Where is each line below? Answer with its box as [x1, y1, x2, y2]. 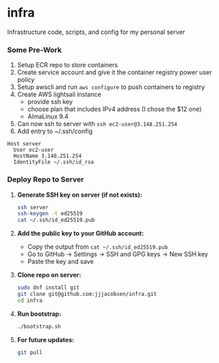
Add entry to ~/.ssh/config [17, 127, 93, 136]
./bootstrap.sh [17, 323, 61, 330]
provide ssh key [27, 98, 73, 106]
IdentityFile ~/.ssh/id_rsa [13, 159, 95, 166]
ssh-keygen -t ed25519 [17, 210, 83, 218]
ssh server [17, 204, 49, 211]
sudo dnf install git [17, 284, 79, 292]
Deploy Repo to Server [7, 175, 84, 184]
